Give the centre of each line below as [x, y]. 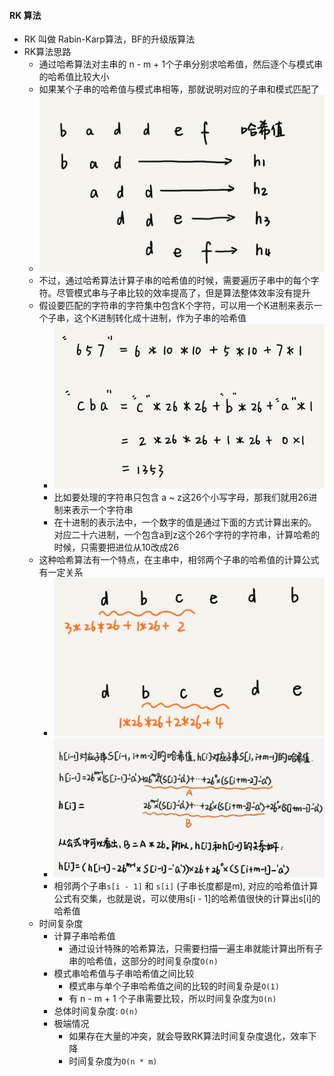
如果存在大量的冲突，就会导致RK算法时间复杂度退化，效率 [188, 1036]
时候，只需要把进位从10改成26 [116, 547]
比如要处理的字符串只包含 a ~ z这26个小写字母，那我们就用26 [181, 497]
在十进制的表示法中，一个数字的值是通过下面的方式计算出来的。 [185, 522]
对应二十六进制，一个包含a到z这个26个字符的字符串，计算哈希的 [187, 535]
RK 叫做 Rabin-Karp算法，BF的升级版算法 [109, 39]
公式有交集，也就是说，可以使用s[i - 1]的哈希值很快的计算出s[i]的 [187, 898]
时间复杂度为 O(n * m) [113, 1061]
